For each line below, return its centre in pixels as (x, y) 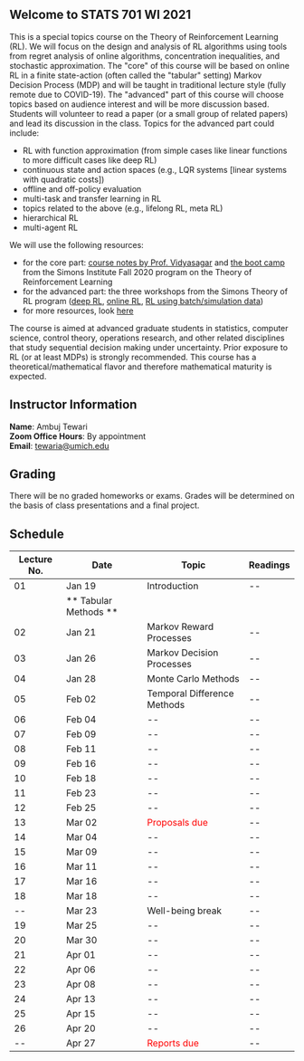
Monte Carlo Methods (193, 679)
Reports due (173, 1043)
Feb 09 (81, 734)
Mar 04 (82, 837)
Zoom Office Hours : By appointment (78, 436)
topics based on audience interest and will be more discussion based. (139, 104)
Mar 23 (82, 911)
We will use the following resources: (77, 244)
